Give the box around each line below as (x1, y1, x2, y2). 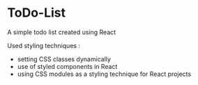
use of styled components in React (17, 62, 118, 70)
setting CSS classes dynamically (17, 54, 112, 63)
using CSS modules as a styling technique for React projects (17, 70, 192, 78)
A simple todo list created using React (7, 28, 116, 36)
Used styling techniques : (7, 41, 81, 49)
